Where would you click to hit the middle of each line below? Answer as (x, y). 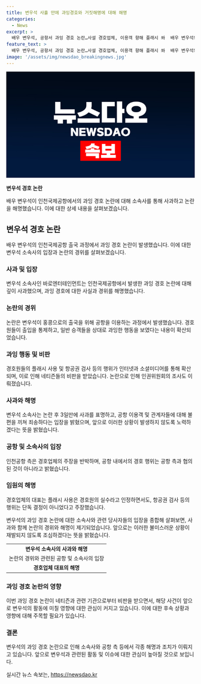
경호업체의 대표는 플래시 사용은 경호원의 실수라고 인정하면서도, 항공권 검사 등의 (98, 499)
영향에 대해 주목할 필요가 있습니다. (46, 616)
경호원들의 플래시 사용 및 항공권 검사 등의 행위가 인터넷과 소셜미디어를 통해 (93, 368)
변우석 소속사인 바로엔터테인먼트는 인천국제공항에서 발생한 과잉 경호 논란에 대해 (99, 283)
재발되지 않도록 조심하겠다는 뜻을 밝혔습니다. (58, 535)
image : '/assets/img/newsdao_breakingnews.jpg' (67, 57)
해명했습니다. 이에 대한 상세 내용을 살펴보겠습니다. (71, 208)
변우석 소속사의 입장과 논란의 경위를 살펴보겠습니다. (66, 253)
